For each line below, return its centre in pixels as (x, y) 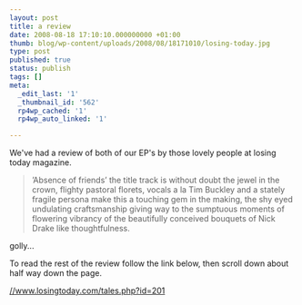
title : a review (40, 26)
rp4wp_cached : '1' (53, 111)
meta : (20, 85)
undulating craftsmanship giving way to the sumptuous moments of (158, 209)
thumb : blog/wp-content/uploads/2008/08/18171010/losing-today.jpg (140, 43)
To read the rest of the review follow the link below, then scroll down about (149, 263)
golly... (22, 246)
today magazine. (41, 162)
